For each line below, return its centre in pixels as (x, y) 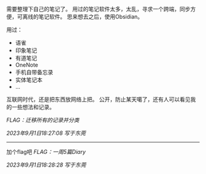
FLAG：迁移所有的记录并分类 (43, 120)
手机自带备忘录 (34, 72)
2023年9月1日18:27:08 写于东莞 (46, 133)
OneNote (27, 65)
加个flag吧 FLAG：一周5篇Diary (46, 152)
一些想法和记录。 (33, 107)
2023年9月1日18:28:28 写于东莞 (46, 165)
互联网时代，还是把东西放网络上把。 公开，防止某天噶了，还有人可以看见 (98, 99)
